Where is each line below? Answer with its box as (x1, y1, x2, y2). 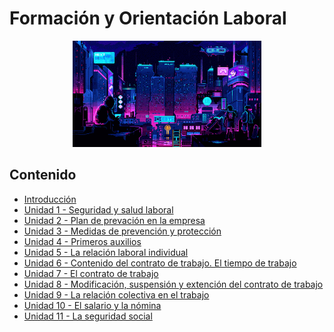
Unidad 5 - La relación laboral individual (23, 246, 189, 258)
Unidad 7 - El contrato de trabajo (23, 267, 159, 279)
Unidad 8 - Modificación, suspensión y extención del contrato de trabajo (23, 278, 324, 290)
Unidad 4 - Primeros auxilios (23, 235, 142, 247)
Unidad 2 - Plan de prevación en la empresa (23, 214, 206, 226)
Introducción (23, 193, 77, 205)
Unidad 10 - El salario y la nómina (23, 299, 162, 311)
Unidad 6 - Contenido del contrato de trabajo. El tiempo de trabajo (23, 257, 297, 269)
